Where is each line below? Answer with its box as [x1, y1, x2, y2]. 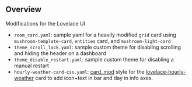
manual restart [13, 62, 49, 69]
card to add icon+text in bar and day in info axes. [35, 74, 153, 81]
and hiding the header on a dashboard [13, 49, 106, 57]
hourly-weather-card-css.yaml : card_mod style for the [13, 68, 145, 75]
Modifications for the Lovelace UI [5, 20, 86, 27]
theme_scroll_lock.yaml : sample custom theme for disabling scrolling [13, 43, 181, 50]
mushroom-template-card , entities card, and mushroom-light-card [13, 37, 171, 44]
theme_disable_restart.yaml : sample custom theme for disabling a [13, 56, 174, 63]
